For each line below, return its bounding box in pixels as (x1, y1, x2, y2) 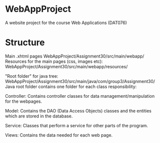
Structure (5, 37, 45, 48)
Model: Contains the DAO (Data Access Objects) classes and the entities (5, 108, 152, 114)
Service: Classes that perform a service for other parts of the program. (5, 122, 148, 128)
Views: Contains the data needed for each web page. (5, 132, 113, 138)
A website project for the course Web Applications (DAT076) (5, 20, 127, 26)
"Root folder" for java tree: (5, 73, 58, 79)
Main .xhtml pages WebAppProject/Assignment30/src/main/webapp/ (5, 53, 145, 59)
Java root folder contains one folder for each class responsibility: (5, 84, 137, 89)
